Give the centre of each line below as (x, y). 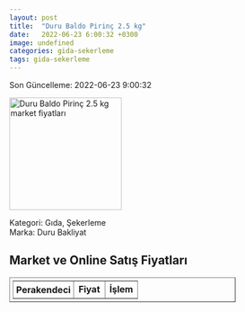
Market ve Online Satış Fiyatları (99, 260)
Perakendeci (44, 290)
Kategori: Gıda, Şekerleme (58, 223)
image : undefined (42, 43)
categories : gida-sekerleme (62, 51)
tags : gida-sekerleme (50, 59)
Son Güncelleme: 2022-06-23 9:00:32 (81, 85)
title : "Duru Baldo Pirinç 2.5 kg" (78, 26)
